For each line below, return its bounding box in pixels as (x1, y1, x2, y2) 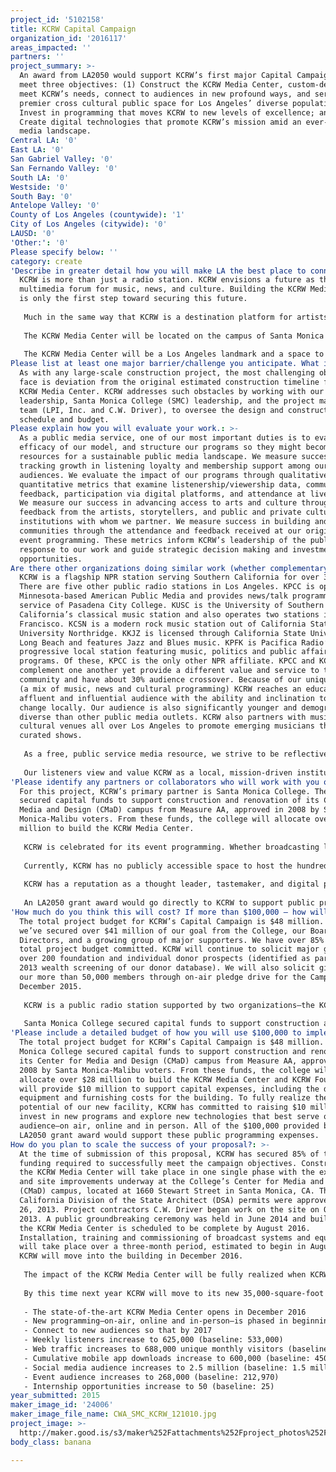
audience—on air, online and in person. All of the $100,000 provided (19, 1121, 320, 1131)
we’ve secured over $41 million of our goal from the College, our (19, 926, 307, 936)
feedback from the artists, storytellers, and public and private (19, 507, 302, 518)
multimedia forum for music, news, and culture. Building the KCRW (19, 284, 307, 295)
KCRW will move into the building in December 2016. (19, 1251, 244, 1261)
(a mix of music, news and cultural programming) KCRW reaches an (19, 684, 302, 694)
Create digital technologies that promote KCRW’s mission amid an (19, 117, 302, 127)
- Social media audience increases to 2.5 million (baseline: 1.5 (23, 1362, 307, 1373)
